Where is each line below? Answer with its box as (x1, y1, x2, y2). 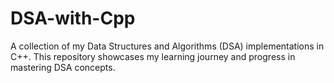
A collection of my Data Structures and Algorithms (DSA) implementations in (10, 40, 325, 52)
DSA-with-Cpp (10, 7, 136, 30)
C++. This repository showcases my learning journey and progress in (10, 50, 296, 62)
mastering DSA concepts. (10, 61, 116, 73)
